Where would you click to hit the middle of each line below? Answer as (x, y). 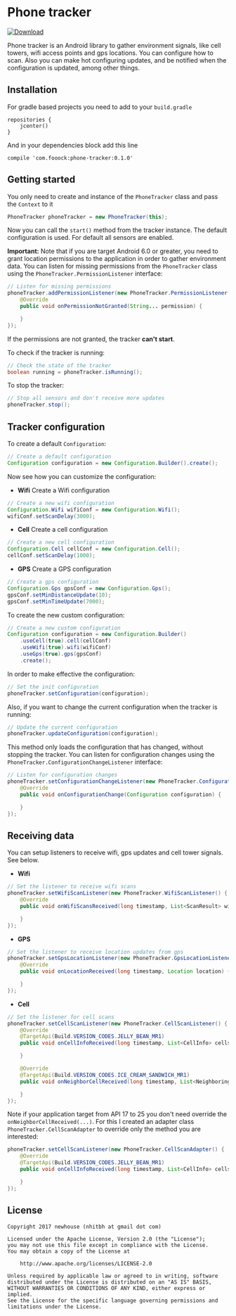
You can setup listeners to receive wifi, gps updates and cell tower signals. (115, 852)
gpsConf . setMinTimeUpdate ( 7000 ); (56, 601)
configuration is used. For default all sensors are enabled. (91, 238)
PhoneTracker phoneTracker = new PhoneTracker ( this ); (88, 217)
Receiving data (41, 835)
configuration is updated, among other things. (74, 68)
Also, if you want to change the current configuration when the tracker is (112, 707)
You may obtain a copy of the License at (69, 1251)
